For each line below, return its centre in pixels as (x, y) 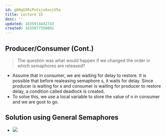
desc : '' (14, 19)
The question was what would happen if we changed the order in (83, 60)
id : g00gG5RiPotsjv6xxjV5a (33, 10)
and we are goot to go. (35, 102)
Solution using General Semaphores (62, 118)
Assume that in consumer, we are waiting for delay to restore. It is (79, 75)
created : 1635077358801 (30, 28)
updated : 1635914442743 (30, 24)
